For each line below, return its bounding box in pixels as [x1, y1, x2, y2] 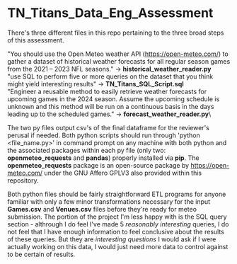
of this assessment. [7, 35, 64, 44]
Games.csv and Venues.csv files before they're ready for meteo [7, 205, 197, 213]
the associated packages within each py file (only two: [7, 146, 166, 154]
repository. [7, 176, 39, 185]
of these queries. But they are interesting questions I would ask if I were [7, 235, 216, 243]
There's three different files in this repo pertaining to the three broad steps [7, 28, 224, 37]
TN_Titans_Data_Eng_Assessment [7, 5, 214, 21]
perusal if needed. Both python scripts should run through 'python [7, 131, 200, 139]
